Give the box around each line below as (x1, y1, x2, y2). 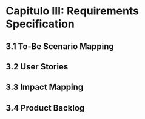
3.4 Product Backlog (5, 103, 85, 113)
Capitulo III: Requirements (5, 4, 140, 18)
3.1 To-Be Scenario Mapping (5, 41, 115, 51)
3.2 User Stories (5, 62, 69, 72)
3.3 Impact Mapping (5, 82, 84, 92)
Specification (5, 17, 75, 31)
